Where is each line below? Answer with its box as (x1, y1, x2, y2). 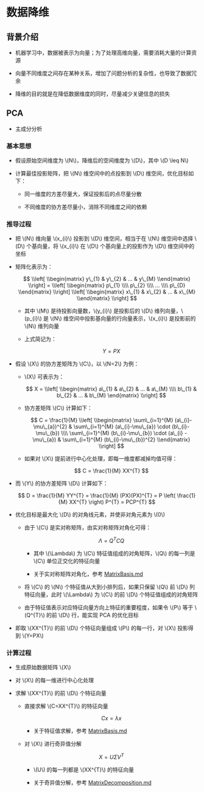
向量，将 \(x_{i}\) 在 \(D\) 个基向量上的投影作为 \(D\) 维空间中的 (37, 242, 195, 250)
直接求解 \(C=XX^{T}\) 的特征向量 (24, 702, 108, 710)
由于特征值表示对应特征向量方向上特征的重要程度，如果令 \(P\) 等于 (24, 604, 194, 611)
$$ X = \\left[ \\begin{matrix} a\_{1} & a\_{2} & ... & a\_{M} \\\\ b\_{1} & (26, 385, 197, 393)
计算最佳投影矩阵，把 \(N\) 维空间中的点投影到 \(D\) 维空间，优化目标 (15, 170, 189, 177)
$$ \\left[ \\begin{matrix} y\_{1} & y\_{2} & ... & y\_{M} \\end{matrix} (23, 275, 191, 283)
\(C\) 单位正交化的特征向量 (33, 557, 100, 565)
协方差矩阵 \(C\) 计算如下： (24, 405, 93, 412)
